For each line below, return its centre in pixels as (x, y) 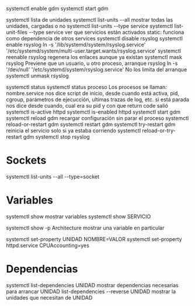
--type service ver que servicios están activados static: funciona (107, 32)
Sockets (26, 161)
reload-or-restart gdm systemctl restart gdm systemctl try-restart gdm (91, 124)
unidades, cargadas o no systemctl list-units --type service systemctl (90, 26)
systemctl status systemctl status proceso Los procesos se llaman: (87, 87)
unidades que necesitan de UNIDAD (49, 297)
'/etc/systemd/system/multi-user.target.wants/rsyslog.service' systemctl (93, 51)
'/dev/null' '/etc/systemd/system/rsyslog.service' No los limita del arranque (97, 69)
